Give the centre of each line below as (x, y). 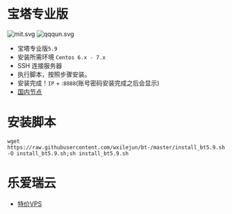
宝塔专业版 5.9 (37, 48)
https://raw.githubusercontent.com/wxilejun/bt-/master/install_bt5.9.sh (116, 147)
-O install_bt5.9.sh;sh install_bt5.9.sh (68, 154)
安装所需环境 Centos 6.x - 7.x (61, 57)
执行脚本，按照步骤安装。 (54, 74)
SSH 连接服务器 (40, 65)
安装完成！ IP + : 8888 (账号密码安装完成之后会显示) (88, 83)
